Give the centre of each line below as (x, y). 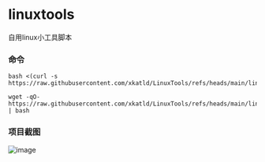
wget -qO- (24, 97)
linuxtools (41, 15)
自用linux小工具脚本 (40, 37)
